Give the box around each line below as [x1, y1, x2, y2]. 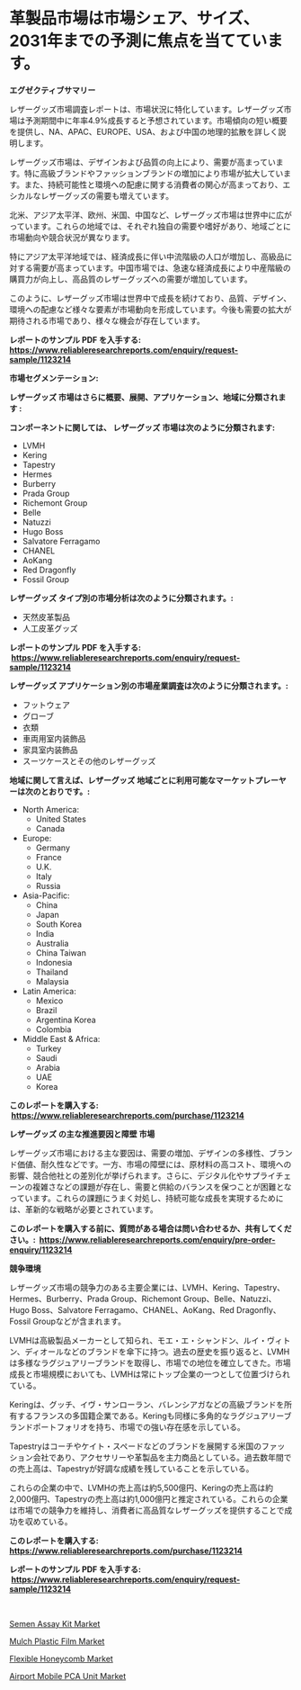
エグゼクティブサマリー [9, 85, 96, 95]
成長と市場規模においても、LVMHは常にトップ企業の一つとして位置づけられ [9, 1369, 290, 1380]
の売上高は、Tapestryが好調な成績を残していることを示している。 [9, 1463, 254, 1474]
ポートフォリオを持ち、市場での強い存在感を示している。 [32, 1421, 245, 1432]
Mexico [35, 995, 64, 1006]
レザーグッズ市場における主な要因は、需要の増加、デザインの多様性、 [9, 1147, 270, 1158]
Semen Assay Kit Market [9, 1618, 101, 1629]
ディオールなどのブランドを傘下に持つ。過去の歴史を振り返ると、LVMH [24, 1346, 290, 1357]
